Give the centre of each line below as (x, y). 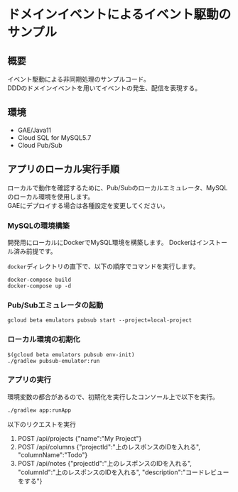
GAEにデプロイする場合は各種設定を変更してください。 (88, 205)
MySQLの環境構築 (38, 226)
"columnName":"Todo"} (53, 454)
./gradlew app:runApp (39, 410)
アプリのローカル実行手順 (63, 169)
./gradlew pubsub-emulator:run (54, 361)
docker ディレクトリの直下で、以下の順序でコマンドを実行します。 (104, 266)
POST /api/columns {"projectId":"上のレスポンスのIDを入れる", (109, 447)
